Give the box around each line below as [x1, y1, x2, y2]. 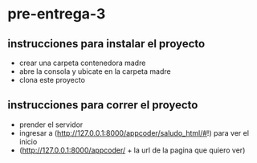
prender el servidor [18, 120, 84, 129]
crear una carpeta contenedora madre [18, 58, 146, 67]
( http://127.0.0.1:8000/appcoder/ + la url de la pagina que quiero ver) [18, 145, 246, 155]
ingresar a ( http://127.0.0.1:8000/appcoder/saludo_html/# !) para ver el [18, 128, 250, 137]
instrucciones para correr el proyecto [7, 98, 198, 112]
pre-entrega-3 [7, 5, 106, 23]
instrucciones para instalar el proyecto [7, 37, 206, 51]
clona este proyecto [18, 75, 86, 84]
